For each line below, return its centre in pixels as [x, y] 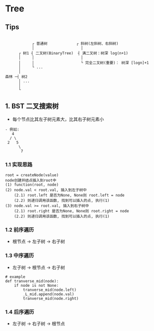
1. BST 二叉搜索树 [32, 106]
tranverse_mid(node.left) [50, 290]
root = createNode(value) [32, 175]
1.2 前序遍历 [20, 230]
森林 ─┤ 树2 [16, 77]
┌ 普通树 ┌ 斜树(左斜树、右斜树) [75, 44]
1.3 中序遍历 [20, 256]
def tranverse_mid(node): [32, 281]
